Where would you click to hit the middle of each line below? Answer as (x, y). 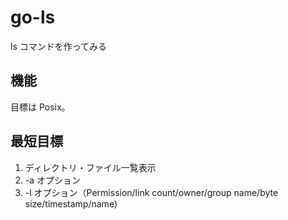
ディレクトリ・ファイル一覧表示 (90, 167)
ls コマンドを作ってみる (59, 46)
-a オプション (53, 180)
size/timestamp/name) (71, 203)
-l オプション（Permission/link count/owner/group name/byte (151, 192)
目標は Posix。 (40, 107)
